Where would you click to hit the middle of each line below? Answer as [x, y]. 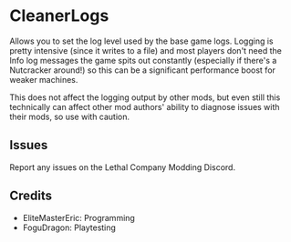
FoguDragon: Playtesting [69, 227]
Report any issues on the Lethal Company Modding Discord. [122, 167]
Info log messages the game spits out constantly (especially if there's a [143, 60]
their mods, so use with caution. [70, 116]
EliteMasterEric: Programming [78, 217]
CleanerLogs [59, 16]
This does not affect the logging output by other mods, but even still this [145, 97]
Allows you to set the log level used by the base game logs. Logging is [141, 41]
